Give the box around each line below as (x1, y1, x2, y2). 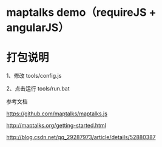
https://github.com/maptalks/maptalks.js (6, 110, 108, 117)
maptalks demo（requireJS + (6, 5, 157, 19)
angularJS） (6, 21, 70, 35)
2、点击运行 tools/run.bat (6, 85, 70, 92)
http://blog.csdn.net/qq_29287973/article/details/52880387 (6, 134, 156, 141)
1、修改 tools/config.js (6, 72, 62, 80)
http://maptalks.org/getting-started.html (6, 122, 106, 129)
